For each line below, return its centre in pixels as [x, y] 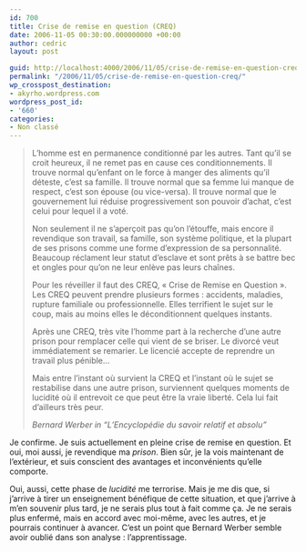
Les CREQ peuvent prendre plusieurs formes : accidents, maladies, [158, 295]
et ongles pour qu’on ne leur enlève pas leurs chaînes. [133, 267]
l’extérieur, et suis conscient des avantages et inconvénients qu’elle [136, 462]
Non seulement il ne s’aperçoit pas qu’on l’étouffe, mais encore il [153, 229]
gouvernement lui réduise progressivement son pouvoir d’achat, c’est [162, 202]
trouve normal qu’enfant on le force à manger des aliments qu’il [151, 173]
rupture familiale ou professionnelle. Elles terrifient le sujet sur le [153, 305]
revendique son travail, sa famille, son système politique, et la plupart [162, 238]
